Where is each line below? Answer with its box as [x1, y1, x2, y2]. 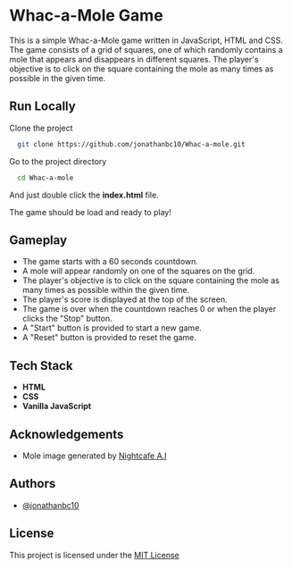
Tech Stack [9, 358, 73, 373]
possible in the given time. [9, 72, 106, 83]
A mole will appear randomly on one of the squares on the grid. [21, 265, 255, 277]
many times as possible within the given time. [21, 285, 190, 296]
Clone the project [9, 122, 73, 133]
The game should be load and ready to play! [9, 206, 172, 217]
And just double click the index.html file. [9, 189, 159, 200]
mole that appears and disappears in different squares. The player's [9, 54, 259, 64]
